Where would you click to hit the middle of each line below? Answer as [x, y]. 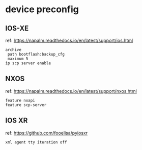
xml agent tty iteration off [36, 142]
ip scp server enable [28, 63]
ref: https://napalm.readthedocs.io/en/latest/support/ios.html [69, 40]
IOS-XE [17, 28]
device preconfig [42, 9]
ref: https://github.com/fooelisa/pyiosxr [47, 133]
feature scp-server [26, 105]
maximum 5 [18, 59]
